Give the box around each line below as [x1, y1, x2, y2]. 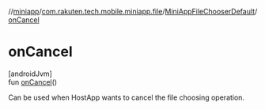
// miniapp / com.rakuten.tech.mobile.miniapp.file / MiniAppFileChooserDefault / [8, 7, 258, 16]
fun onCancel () [8, 77, 58, 86]
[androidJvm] [8, 69, 53, 78]
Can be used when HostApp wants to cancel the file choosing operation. [8, 93, 245, 102]
